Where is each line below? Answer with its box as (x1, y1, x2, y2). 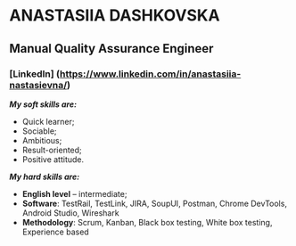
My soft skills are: (9, 99, 78, 110)
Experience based (21, 226, 89, 237)
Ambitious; (21, 135, 62, 145)
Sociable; (21, 126, 57, 136)
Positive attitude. (21, 153, 85, 165)
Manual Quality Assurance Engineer (9, 41, 214, 56)
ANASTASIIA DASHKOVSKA (9, 5, 220, 26)
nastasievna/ (9, 78, 68, 91)
